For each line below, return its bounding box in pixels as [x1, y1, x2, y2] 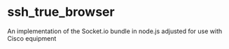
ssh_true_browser [7, 4, 115, 20]
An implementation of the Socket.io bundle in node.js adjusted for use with [7, 27, 223, 35]
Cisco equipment [7, 34, 57, 42]
